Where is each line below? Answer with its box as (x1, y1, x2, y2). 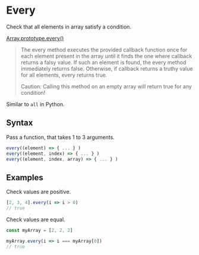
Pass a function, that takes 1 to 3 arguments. (6, 133, 115, 141)
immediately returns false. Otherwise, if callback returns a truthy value (20, 65, 193, 72)
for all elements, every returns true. (20, 71, 108, 78)
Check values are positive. (6, 188, 71, 196)
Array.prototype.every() (6, 34, 64, 42)
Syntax (6, 118, 33, 128)
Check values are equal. (6, 216, 65, 223)
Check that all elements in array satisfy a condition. (6, 23, 132, 30)
